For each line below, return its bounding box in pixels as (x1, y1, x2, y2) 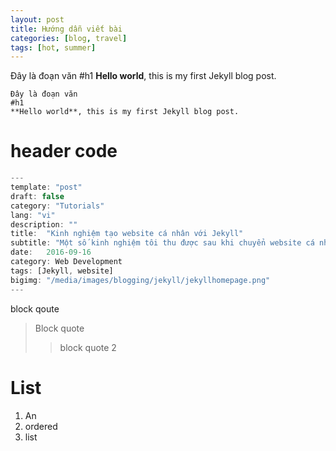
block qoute (10, 302, 60, 315)
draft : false (10, 191, 65, 201)
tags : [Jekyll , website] (10, 266, 114, 276)
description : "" (10, 219, 78, 230)
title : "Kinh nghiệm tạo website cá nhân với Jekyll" (10, 229, 244, 239)
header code (10, 140, 118, 163)
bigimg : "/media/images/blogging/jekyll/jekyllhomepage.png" (10, 275, 271, 285)
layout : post (10, 14, 65, 25)
